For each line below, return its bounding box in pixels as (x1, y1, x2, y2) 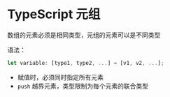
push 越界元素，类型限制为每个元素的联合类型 (17, 82, 149, 90)
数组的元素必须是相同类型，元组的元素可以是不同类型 (7, 31, 161, 39)
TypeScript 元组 (7, 6, 101, 22)
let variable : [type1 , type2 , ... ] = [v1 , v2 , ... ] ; (7, 59, 164, 66)
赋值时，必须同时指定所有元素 (17, 73, 104, 81)
